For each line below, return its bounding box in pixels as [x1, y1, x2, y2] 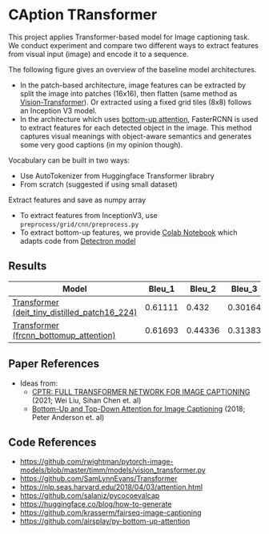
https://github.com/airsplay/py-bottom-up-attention [19, 516, 191, 526]
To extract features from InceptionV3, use [19, 210, 158, 220]
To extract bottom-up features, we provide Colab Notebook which [19, 227, 238, 237]
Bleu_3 [231, 283, 258, 294]
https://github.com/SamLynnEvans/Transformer [19, 474, 178, 483]
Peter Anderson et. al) [31, 412, 105, 422]
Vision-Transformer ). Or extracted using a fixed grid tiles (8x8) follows [19, 97, 252, 107]
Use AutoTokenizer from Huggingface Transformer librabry [19, 171, 215, 180]
